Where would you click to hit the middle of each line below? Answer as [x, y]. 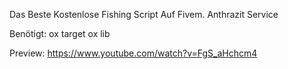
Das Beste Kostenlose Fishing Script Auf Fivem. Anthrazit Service [144, 14]
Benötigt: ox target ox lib [60, 33]
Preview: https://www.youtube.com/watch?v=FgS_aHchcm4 [133, 53]
